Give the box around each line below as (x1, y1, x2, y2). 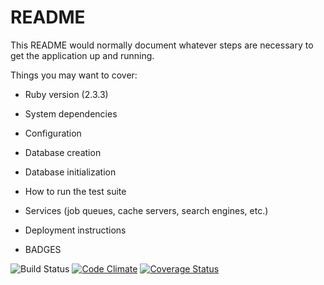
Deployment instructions (24, 224, 127, 236)
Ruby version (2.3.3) (24, 88, 109, 100)
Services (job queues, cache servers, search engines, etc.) (24, 204, 269, 216)
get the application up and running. (10, 49, 155, 61)
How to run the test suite (24, 185, 127, 197)
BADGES (24, 243, 62, 255)
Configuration (24, 127, 82, 139)
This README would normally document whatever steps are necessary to (10, 39, 314, 51)
